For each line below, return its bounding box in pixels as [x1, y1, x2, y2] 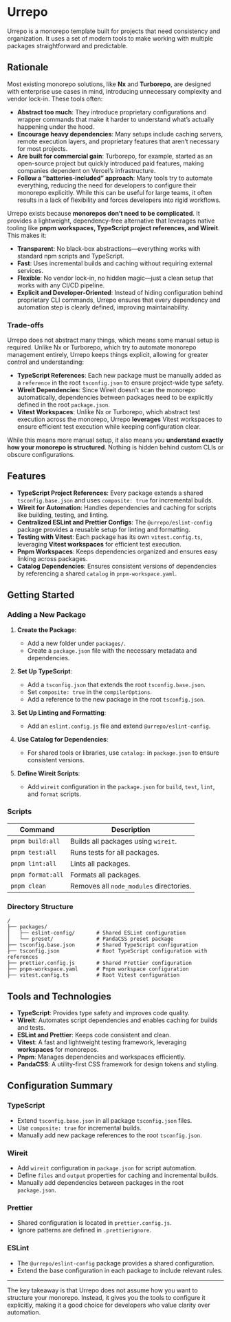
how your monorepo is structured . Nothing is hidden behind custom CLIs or [7, 443, 224, 451]
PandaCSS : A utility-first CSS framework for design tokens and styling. [16, 1059, 219, 1068]
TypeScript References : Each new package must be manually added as [16, 372, 221, 380]
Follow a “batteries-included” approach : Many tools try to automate [16, 174, 213, 182]
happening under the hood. [16, 122, 95, 131]
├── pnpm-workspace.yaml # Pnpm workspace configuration [7, 966, 189, 973]
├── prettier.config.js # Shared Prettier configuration [7, 959, 192, 967]
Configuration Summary [7, 1080, 113, 1092]
